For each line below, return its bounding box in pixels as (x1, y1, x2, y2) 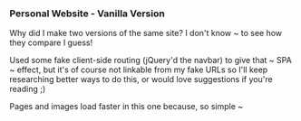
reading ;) (9, 84, 46, 95)
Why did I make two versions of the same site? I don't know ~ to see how (9, 28, 283, 39)
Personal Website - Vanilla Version (9, 7, 165, 20)
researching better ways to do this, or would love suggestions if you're (9, 74, 274, 85)
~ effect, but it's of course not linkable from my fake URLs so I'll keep (9, 64, 268, 75)
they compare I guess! (9, 37, 93, 48)
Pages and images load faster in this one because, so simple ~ (9, 101, 243, 112)
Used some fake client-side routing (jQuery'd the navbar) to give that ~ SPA (9, 55, 292, 66)
